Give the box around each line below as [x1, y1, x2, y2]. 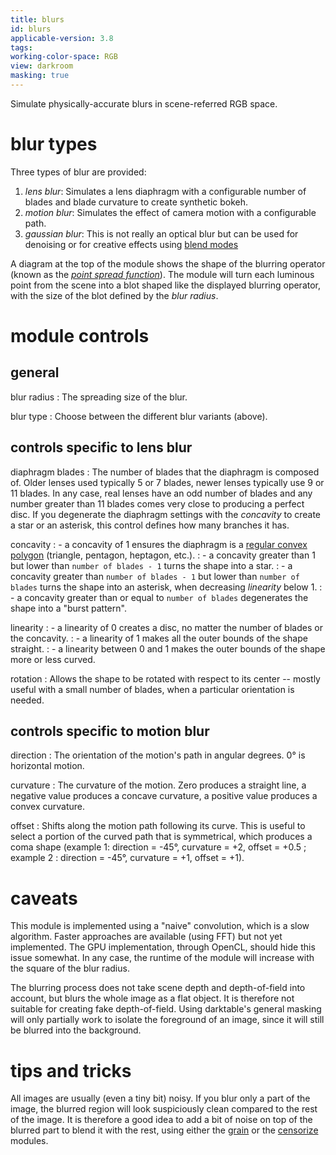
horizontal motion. [10, 760, 85, 772]
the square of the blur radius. [10, 962, 130, 975]
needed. [10, 694, 45, 706]
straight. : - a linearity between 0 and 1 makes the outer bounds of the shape [10, 642, 326, 655]
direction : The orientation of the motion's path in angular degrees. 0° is [10, 749, 306, 761]
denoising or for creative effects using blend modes [24, 238, 239, 250]
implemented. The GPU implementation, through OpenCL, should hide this [10, 941, 316, 953]
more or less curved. [10, 653, 96, 665]
